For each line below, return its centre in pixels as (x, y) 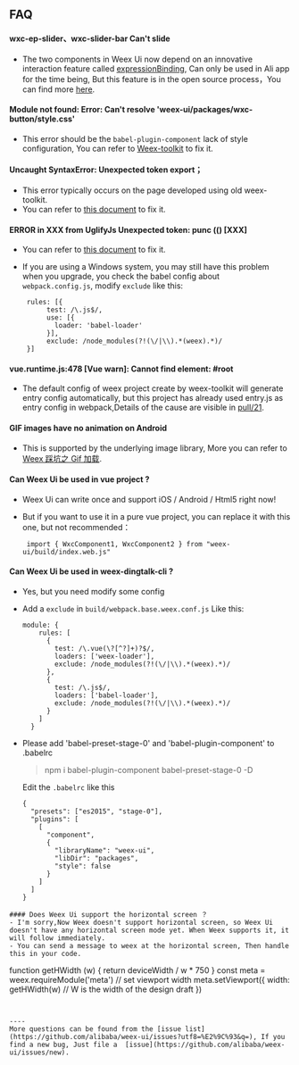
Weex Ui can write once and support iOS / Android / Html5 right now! (149, 499)
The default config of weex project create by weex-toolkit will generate (153, 388)
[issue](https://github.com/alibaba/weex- (205, 1045)
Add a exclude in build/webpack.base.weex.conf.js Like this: (133, 609)
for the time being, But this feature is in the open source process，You (151, 79)
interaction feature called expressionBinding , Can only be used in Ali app (156, 68)
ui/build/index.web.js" (66, 552)
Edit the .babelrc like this (68, 787)
